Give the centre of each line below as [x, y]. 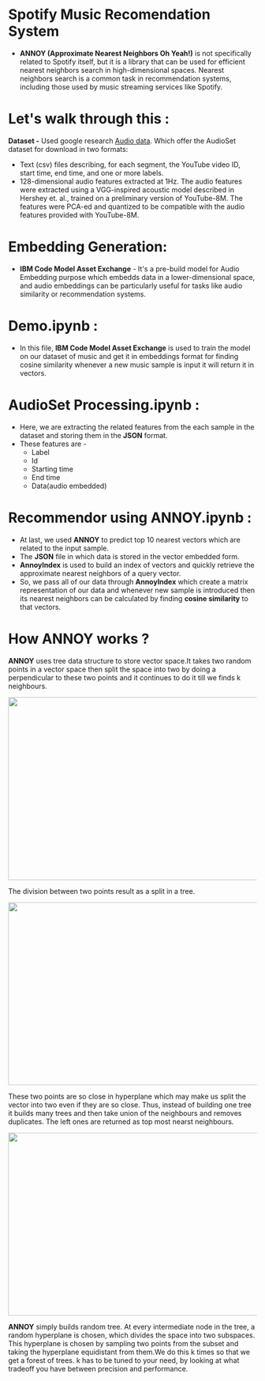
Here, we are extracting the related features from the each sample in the [137, 427]
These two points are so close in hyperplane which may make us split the [127, 1096]
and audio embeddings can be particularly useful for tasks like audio [131, 286]
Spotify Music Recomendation [109, 15]
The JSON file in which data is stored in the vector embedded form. [129, 556]
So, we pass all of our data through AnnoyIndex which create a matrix [134, 581]
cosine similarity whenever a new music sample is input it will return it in [137, 365]
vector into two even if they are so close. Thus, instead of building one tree [130, 1104]
